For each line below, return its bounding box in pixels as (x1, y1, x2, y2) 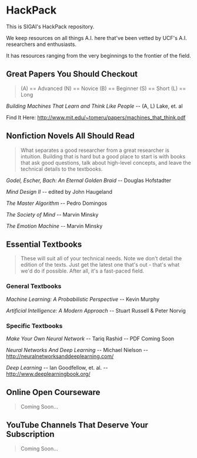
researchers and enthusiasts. (6, 41, 76, 48)
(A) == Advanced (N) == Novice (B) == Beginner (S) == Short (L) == (20, 85, 186, 92)
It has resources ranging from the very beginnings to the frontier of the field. (6, 52, 191, 59)
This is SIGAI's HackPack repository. (6, 23, 95, 30)
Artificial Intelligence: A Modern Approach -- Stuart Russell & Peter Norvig (6, 307, 186, 314)
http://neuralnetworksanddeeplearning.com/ (6, 353, 114, 360)
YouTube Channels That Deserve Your (6, 420, 149, 430)
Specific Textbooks (6, 321, 63, 330)
